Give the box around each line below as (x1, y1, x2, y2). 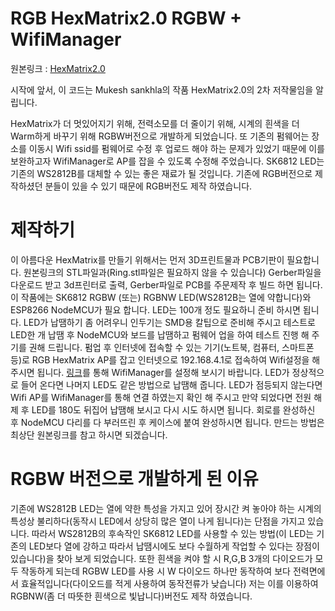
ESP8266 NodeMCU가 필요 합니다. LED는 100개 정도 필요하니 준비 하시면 (10, 303, 301, 316)
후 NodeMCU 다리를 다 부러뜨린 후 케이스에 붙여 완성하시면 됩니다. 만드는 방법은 (10, 416, 325, 428)
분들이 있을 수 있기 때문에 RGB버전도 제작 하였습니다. (44, 180, 253, 192)
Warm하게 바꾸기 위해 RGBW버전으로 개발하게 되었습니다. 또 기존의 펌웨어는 (10, 130, 310, 142)
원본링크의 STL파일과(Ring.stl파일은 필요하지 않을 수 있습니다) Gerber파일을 (23, 266, 322, 278)
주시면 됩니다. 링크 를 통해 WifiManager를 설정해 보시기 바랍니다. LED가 (10, 366, 290, 378)
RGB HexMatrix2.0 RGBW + (10, 7, 243, 30)
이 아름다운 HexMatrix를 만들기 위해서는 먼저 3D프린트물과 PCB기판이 (10, 253, 285, 266)
